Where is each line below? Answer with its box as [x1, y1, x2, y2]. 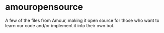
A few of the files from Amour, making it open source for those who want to [5, 17, 160, 23]
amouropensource [5, 1, 83, 13]
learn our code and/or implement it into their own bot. [5, 22, 115, 28]
